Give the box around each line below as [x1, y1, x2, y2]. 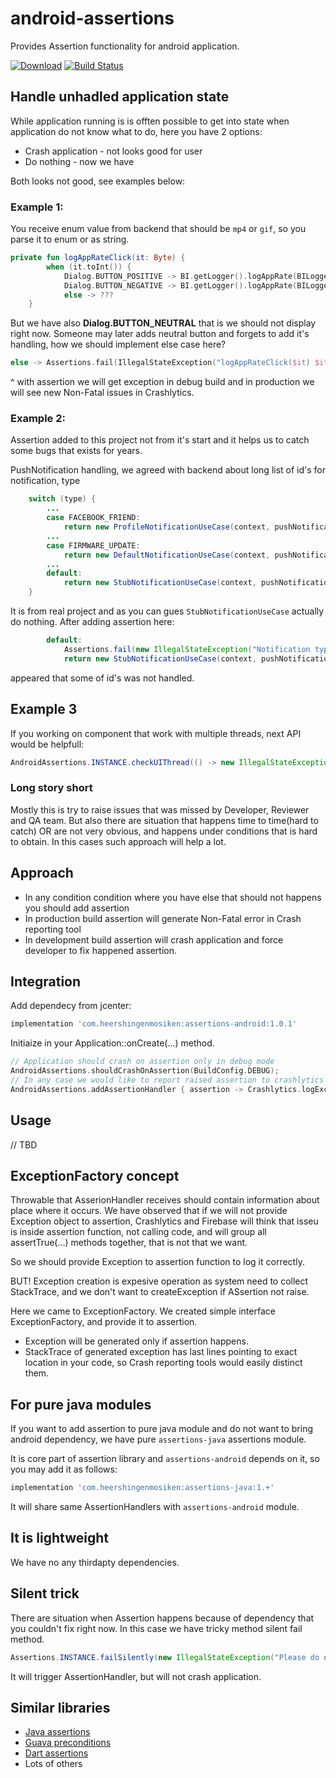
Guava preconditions [24, 1737, 112, 1749]
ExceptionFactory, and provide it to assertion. [10, 1316, 198, 1328]
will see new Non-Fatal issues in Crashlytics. [10, 387, 195, 399]
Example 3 [10, 701, 78, 718]
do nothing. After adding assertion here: [10, 616, 175, 628]
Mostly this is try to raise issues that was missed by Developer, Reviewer [10, 803, 310, 816]
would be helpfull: [10, 738, 85, 750]
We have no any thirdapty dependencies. [10, 1556, 180, 1568]
